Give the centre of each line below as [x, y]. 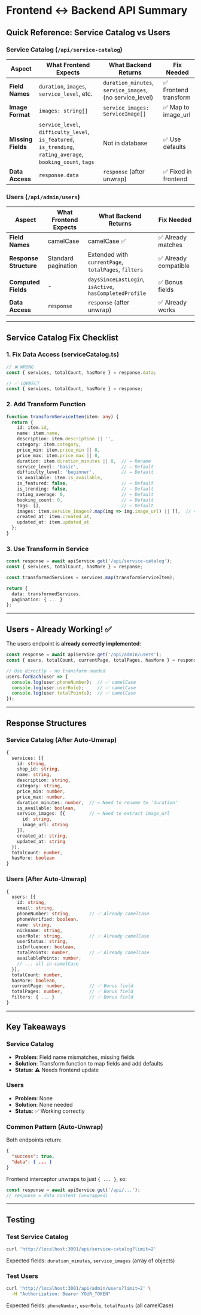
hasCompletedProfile [117, 293]
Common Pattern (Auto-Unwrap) [55, 1127]
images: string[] [63, 111]
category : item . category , [49, 445]
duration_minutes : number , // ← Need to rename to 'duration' [98, 802]
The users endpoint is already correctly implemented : [74, 644]
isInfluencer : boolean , [47, 947]
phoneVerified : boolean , [48, 919]
